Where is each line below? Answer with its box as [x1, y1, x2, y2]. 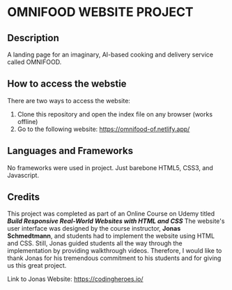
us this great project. [7, 261, 67, 270]
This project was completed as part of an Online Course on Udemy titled [7, 210, 215, 218]
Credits [7, 191, 40, 203]
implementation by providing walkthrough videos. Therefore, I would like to [7, 247, 222, 255]
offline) [17, 117, 38, 125]
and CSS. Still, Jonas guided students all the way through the [7, 239, 183, 247]
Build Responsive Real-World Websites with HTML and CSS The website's [7, 217, 225, 225]
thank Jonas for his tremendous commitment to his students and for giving [7, 254, 222, 262]
